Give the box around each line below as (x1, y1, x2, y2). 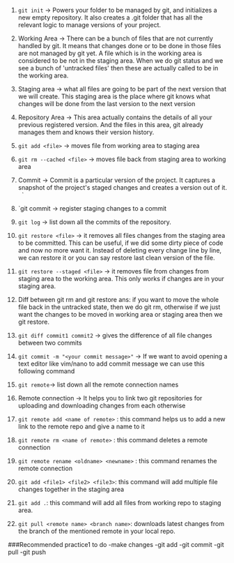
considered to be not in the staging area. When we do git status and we (17, 57, 224, 65)
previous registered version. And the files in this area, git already (17, 121, 204, 128)
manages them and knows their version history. (17, 128, 155, 136)
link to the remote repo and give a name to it (17, 422, 146, 430)
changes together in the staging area (17, 485, 125, 493)
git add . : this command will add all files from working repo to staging (17, 499, 221, 506)
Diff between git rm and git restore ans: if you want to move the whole (17, 296, 219, 303)
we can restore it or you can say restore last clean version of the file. (17, 254, 215, 262)
